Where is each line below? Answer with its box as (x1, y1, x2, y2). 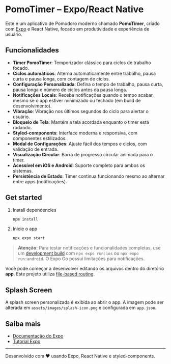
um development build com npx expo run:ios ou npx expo (17, 250, 139, 257)
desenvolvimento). (12, 103, 52, 109)
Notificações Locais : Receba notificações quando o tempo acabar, (12, 92, 154, 98)
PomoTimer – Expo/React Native (5, 4, 144, 15)
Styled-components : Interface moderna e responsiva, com (12, 130, 137, 136)
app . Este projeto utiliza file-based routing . (5, 271, 95, 277)
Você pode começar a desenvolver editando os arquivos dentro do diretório (5, 266, 164, 272)
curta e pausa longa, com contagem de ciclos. (12, 75, 110, 82)
